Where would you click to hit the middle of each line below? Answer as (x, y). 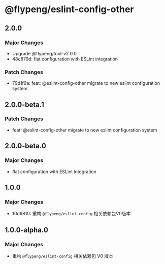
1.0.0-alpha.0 (27, 230)
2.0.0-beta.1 (24, 104)
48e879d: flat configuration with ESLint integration (65, 59)
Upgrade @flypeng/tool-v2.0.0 (44, 53)
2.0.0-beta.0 (25, 146)
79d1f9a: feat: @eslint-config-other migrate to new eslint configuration (86, 83)
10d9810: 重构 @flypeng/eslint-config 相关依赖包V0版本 (71, 214)
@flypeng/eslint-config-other (69, 9)
